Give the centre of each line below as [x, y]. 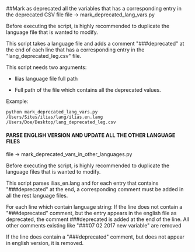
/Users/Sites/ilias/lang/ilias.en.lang [55, 117]
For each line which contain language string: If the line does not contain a [94, 207]
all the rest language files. [37, 196]
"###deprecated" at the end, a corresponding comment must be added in [95, 189]
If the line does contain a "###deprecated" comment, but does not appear [95, 237]
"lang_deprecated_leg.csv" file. [44, 56]
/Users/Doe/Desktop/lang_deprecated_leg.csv [61, 122]
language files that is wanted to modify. [53, 172]
